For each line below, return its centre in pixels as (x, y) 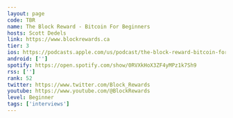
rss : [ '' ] (21, 71)
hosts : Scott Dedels (37, 33)
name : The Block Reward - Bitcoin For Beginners (79, 26)
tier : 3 (18, 46)
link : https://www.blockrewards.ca (59, 40)
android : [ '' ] (28, 59)
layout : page (26, 14)
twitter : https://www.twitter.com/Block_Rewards (79, 85)
